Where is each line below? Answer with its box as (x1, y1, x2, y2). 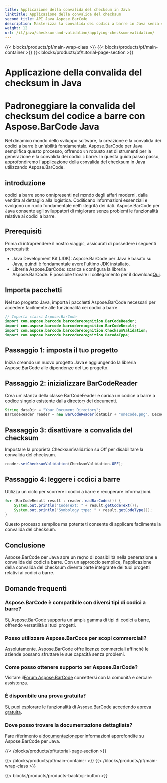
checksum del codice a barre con (5, 111, 145, 122)
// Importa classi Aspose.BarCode (5, 314, 77, 319)
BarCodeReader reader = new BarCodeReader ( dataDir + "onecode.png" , (5, 412, 150, 417)
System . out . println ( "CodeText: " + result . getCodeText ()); (14, 503, 139, 508)
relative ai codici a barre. (5, 213, 56, 219)
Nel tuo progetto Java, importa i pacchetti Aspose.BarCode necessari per (5, 299, 156, 305)
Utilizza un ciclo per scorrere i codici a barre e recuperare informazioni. (5, 488, 152, 494)
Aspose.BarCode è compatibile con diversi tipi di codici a (5, 599, 146, 606)
